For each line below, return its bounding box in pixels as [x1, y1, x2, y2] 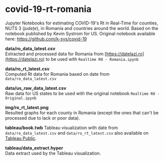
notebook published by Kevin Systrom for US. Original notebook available [5, 30, 156, 36]
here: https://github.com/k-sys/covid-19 [5, 36, 87, 42]
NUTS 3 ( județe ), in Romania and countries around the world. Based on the [5, 25, 159, 31]
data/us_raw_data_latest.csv [5, 85, 67, 91]
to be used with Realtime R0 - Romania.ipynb [45, 56, 139, 62]
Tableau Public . [5, 135, 37, 141]
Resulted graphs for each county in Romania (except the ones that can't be [5, 110, 159, 116]
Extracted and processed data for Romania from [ [5, 51, 107, 57]
